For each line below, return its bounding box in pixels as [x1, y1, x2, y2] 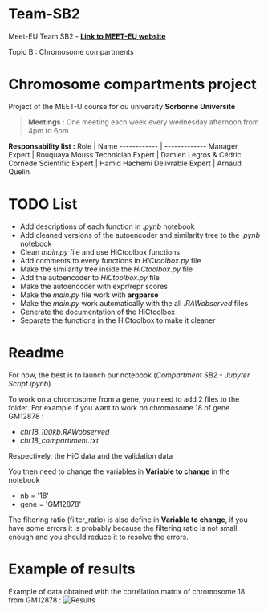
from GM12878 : [8, 595, 62, 605]
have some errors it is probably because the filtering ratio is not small [8, 523, 238, 532]
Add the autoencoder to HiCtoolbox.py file [19, 272, 160, 282]
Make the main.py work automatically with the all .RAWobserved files [19, 298, 249, 308]
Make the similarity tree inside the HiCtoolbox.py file [19, 264, 193, 274]
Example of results [8, 560, 136, 578]
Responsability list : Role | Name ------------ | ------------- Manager [8, 141, 238, 151]
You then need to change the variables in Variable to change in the [8, 467, 230, 476]
